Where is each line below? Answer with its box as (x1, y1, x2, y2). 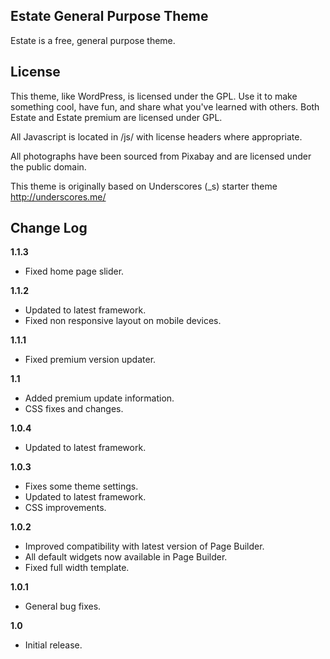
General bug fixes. (24, 600, 102, 613)
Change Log (10, 220, 88, 237)
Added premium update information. (24, 392, 175, 404)
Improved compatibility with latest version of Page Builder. (24, 540, 265, 553)
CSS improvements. (24, 502, 107, 514)
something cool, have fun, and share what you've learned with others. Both (10, 100, 320, 113)
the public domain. (10, 160, 87, 173)
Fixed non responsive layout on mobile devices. (24, 315, 222, 327)
